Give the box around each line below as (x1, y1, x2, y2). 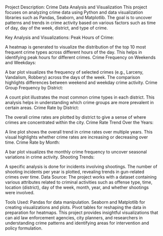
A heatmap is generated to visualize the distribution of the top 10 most (5, 44, 146, 50)
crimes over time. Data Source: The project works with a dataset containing (5, 174, 157, 180)
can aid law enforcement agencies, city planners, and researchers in (5, 215, 143, 220)
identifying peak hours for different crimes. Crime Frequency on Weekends (5, 54, 156, 60)
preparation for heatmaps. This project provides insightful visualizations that (5, 210, 159, 215)
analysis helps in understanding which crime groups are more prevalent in (5, 100, 154, 105)
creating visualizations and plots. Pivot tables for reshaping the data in (5, 205, 146, 210)
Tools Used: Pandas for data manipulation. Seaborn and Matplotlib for (5, 199, 145, 205)
